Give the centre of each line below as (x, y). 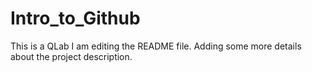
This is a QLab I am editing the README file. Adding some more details (156, 46)
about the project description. (71, 56)
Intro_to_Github (75, 18)
